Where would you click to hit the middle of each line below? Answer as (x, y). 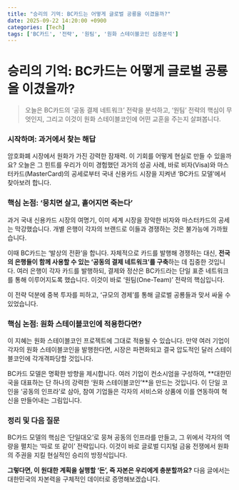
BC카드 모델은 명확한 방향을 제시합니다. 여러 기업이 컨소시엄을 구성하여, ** (111, 374)
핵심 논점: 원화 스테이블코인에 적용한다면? (75, 323)
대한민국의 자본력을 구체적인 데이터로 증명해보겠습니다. (84, 479)
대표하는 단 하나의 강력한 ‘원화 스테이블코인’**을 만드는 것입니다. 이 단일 (120, 382)
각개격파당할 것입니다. (63, 359)
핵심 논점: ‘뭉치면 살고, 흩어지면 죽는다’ (70, 203)
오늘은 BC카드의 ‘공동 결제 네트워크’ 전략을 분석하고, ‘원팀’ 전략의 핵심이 (124, 110)
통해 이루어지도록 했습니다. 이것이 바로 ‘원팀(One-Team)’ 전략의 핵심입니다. (119, 279)
